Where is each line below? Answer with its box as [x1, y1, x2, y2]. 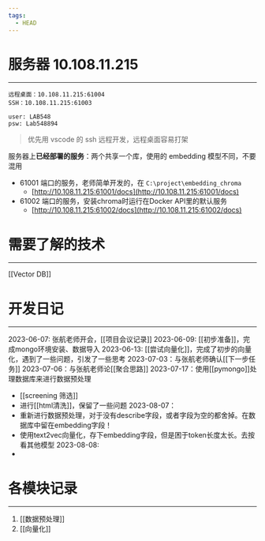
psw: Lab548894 [8, 120, 58, 128]
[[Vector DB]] [8, 269, 51, 279]
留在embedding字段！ [40, 420, 113, 430]
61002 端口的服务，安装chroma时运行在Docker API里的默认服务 [19, 197, 227, 206]
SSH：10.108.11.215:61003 [8, 100, 92, 107]
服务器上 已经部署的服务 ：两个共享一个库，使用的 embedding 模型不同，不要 [8, 152, 256, 161]
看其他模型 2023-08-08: [19, 440, 100, 450]
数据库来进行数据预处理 [14, 374, 91, 384]
